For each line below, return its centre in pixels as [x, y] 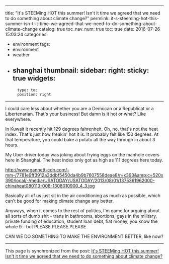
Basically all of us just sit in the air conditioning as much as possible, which [83, 195]
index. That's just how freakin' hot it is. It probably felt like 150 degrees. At [82, 134]
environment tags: [31, 44]
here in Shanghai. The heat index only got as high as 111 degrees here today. [84, 160]
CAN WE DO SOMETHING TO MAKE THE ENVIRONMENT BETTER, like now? [84, 236]
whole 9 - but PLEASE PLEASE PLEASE [46, 226]
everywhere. [18, 119]
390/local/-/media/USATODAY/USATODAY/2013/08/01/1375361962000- [80, 180]
